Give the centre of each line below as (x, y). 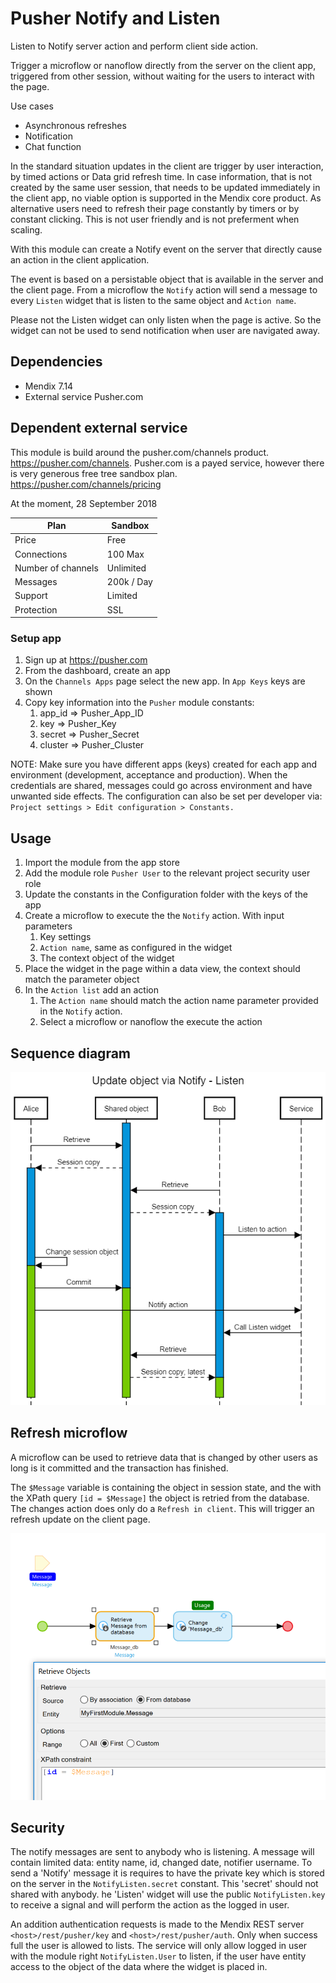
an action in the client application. (80, 259)
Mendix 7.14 (49, 386)
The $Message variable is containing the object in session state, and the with (166, 1487)
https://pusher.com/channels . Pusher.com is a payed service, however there (167, 463)
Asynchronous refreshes (75, 125)
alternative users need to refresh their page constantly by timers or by (155, 208)
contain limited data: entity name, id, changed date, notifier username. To (161, 1863)
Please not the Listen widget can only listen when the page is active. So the (166, 319)
